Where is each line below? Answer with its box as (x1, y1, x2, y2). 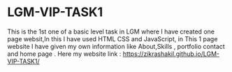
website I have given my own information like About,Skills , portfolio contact (7, 42, 225, 50)
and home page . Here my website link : (7, 50, 122, 58)
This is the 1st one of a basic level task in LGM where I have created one (7, 27, 215, 36)
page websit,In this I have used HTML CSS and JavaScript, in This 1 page (7, 34, 218, 43)
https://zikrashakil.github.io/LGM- (122, 50, 220, 58)
